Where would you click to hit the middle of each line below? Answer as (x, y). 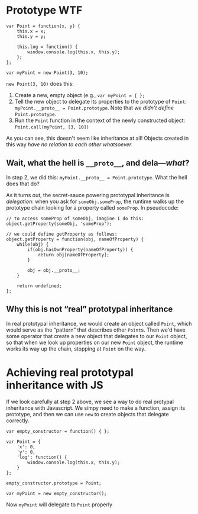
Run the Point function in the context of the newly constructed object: (100, 120)
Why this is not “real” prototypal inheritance (90, 309)
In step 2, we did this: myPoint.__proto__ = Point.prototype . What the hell (97, 177)
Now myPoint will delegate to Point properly (59, 505)
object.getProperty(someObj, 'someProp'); (59, 224)
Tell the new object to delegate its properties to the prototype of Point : (101, 101)
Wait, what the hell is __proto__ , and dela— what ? (98, 163)
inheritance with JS (55, 385)
